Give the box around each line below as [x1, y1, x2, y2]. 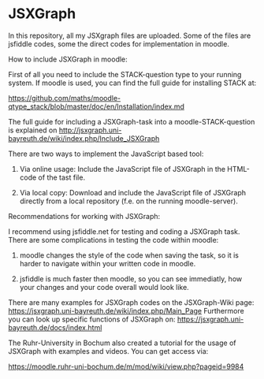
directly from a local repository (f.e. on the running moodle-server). [19, 196, 238, 206]
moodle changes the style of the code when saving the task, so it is [19, 250, 239, 260]
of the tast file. [38, 173, 85, 182]
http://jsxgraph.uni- [58, 125, 122, 135]
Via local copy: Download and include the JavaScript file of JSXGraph [19, 188, 247, 197]
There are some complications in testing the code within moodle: [8, 235, 219, 244]
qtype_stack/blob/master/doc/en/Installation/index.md [8, 102, 185, 111]
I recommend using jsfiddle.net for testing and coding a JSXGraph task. [8, 226, 240, 236]
